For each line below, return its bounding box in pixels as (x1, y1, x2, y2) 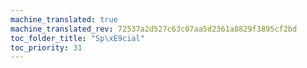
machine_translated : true (10, 14, 118, 25)
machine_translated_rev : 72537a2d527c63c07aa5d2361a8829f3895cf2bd (10, 24, 298, 34)
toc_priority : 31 (10, 42, 83, 53)
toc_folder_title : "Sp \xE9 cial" (10, 33, 145, 43)
